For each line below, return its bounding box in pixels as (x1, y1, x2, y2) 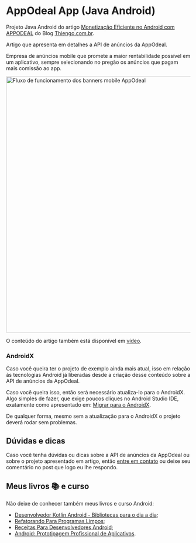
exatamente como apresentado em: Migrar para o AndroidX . (6, 401, 151, 408)
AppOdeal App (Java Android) (6, 4, 156, 18)
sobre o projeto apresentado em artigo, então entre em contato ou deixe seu (6, 458, 191, 465)
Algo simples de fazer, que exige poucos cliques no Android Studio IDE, (6, 395, 179, 402)
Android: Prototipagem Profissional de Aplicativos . (14, 530, 136, 537)
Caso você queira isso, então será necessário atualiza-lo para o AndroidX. (6, 389, 185, 396)
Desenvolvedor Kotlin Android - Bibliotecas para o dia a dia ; (14, 511, 159, 518)
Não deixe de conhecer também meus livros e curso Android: (6, 500, 154, 507)
